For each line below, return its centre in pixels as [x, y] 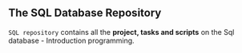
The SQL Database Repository [85, 13]
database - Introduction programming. [71, 40]
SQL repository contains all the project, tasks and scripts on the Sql [121, 32]
